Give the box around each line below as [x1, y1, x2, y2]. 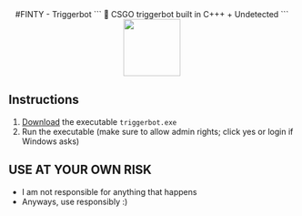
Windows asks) [21, 136, 80, 147]
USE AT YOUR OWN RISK [8, 162, 152, 178]
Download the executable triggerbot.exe [21, 116, 177, 127]
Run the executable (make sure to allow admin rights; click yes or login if [21, 126, 294, 137]
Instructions [8, 92, 79, 108]
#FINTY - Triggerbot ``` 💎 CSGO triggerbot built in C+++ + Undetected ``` [15, 9, 289, 19]
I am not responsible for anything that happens [21, 186, 197, 197]
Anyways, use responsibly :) [21, 196, 128, 207]
